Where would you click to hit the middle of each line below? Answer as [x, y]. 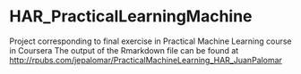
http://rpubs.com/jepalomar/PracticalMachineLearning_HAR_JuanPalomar [146, 60]
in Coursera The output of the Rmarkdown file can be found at [124, 50]
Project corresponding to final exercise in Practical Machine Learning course [150, 41]
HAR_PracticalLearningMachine [131, 16]
